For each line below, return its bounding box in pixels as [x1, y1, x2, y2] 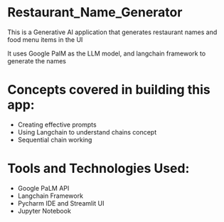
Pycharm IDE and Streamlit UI [17, 199, 105, 207]
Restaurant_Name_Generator [7, 4, 183, 21]
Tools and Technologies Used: [7, 161, 190, 176]
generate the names [7, 56, 66, 65]
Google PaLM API [17, 184, 70, 192]
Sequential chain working [17, 135, 92, 144]
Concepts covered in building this [7, 82, 211, 98]
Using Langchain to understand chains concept [17, 127, 157, 136]
